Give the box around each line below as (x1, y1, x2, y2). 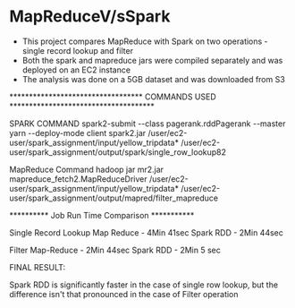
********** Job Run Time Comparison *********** (9, 210, 195, 220)
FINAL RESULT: (9, 261, 65, 272)
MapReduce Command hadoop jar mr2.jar (9, 164, 164, 175)
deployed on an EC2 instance (21, 64, 131, 75)
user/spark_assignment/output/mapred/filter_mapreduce (9, 192, 219, 203)
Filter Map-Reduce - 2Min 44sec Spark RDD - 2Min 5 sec (9, 244, 222, 255)
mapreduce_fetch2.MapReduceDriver (9, 173, 147, 184)
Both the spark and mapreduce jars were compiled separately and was (21, 55, 283, 65)
